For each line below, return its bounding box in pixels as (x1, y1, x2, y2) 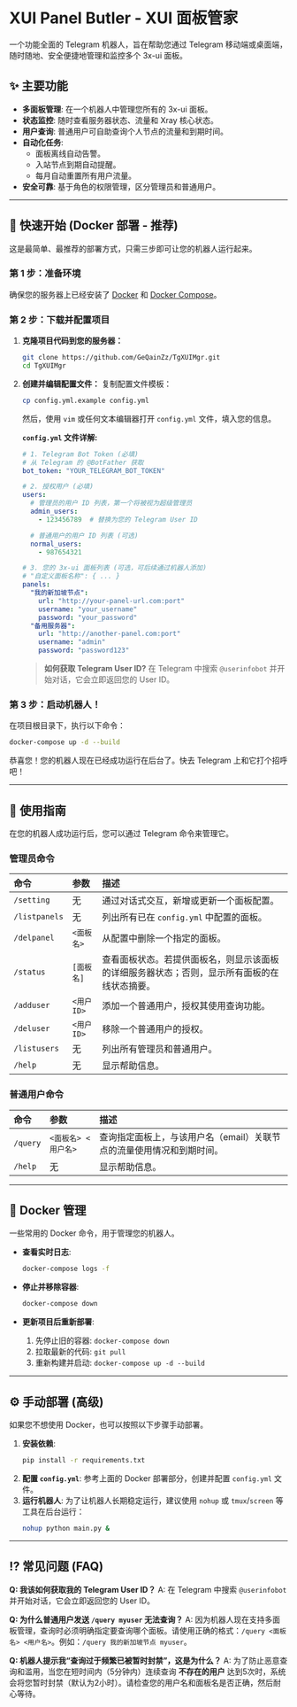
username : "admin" (38, 638, 106, 647)
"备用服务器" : (30, 621, 76, 630)
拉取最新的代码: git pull (34, 1346, 126, 1357)
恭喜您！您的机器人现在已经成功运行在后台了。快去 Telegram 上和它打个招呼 (9, 755, 288, 766)
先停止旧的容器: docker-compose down (34, 1335, 170, 1346)
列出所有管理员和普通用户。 (101, 1043, 217, 1055)
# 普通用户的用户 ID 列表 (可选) (30, 531, 139, 540)
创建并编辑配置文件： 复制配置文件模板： (21, 378, 172, 389)
